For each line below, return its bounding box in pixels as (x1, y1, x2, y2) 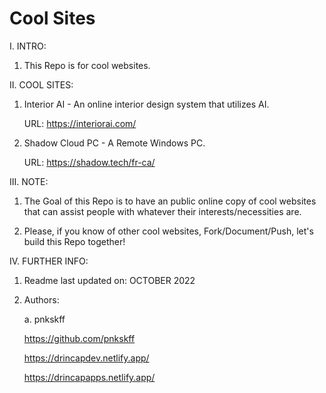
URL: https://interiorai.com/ (23, 117, 137, 129)
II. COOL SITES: (9, 78, 74, 91)
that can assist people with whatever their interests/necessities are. (23, 205, 302, 217)
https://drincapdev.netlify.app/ (23, 352, 150, 364)
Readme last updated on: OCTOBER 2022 (23, 274, 196, 286)
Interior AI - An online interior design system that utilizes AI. (23, 98, 270, 110)
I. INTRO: (9, 40, 47, 52)
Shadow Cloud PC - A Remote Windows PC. (23, 137, 206, 149)
